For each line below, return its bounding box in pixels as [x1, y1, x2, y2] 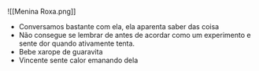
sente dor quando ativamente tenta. [18, 39, 135, 48]
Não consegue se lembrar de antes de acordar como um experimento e [18, 31, 251, 39]
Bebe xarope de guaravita [18, 47, 103, 56]
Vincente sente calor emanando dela [18, 55, 139, 65]
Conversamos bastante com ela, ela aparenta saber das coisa [18, 22, 220, 31]
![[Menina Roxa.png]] [7, 7, 76, 16]
